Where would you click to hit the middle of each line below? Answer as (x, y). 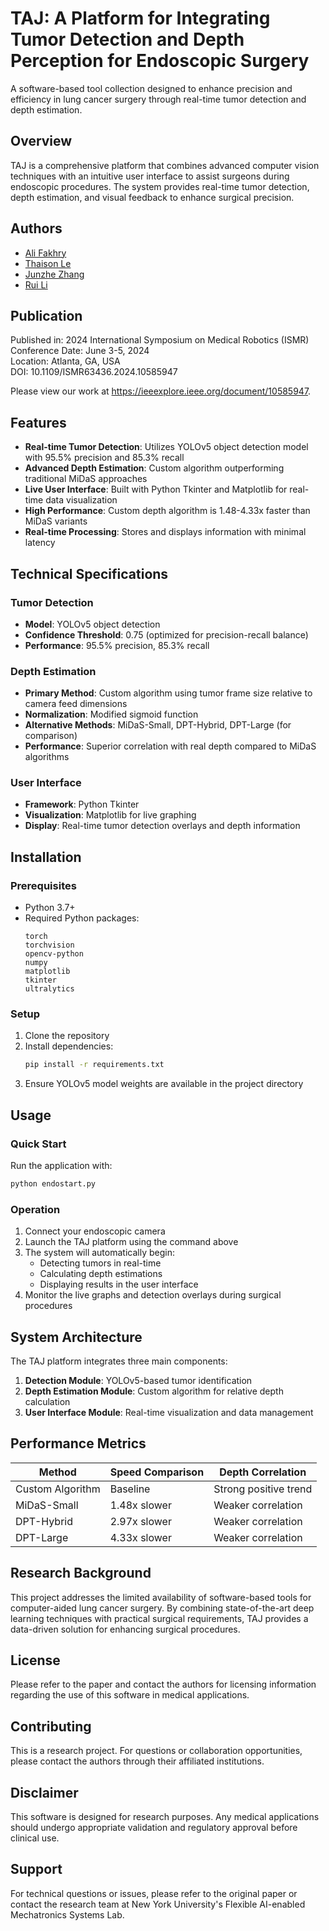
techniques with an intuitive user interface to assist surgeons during (150, 176)
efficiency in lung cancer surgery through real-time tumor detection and (158, 99)
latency (40, 543)
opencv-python (54, 954)
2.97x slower (140, 1521)
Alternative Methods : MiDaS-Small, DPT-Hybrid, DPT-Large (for (158, 725)
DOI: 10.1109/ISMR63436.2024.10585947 (94, 372)
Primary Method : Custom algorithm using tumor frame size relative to (168, 693)
